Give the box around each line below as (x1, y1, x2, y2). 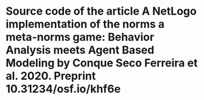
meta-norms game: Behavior (5, 30, 155, 44)
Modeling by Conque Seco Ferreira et (5, 56, 198, 70)
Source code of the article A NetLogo (5, 4, 197, 18)
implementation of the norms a (5, 17, 165, 31)
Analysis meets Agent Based (5, 43, 155, 57)
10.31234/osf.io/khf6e (5, 82, 121, 96)
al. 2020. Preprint (5, 69, 96, 83)
